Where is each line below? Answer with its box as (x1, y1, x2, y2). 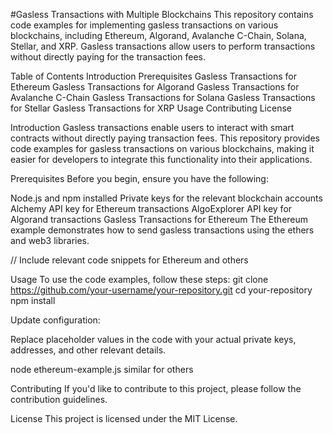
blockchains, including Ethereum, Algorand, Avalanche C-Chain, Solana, (10, 30, 307, 41)
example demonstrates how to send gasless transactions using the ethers (10, 224, 315, 236)
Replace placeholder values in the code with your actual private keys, (10, 334, 297, 345)
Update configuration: (10, 314, 101, 326)
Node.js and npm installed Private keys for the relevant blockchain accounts (10, 192, 323, 204)
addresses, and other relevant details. (10, 344, 167, 356)
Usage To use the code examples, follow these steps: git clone (10, 274, 269, 285)
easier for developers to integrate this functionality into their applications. (10, 154, 313, 165)
